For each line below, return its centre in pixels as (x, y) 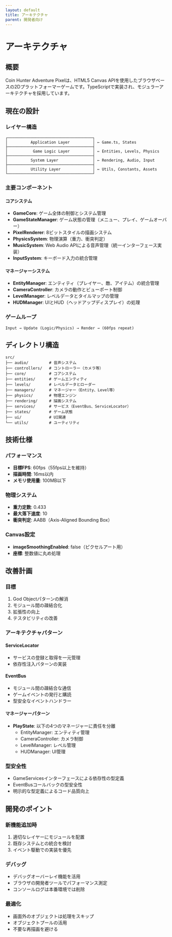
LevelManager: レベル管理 (48, 745)
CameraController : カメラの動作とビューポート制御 (67, 290)
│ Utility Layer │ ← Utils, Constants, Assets (81, 169)
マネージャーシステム (28, 271)
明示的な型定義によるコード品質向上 (51, 791)
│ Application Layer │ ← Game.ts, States (71, 142)
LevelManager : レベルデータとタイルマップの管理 (66, 296)
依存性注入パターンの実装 (40, 664)
